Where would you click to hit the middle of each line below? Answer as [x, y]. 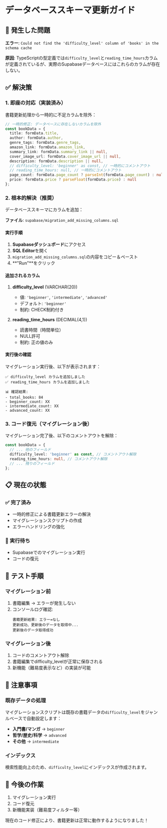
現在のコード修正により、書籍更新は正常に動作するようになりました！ [77, 821]
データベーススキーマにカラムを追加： [44, 210]
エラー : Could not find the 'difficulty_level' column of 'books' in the [82, 43]
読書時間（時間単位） [42, 330]
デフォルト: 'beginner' [43, 303]
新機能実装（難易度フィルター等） [47, 810]
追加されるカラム [23, 276]
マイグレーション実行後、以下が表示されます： [53, 367]
